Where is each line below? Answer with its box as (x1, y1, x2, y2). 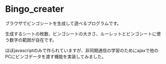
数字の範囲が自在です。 (9, 37, 57, 43)
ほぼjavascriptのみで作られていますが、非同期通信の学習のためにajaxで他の (5, 47, 159, 53)
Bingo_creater (5, 3, 64, 15)
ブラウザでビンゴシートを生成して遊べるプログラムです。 (5, 20, 122, 26)
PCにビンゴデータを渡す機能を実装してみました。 (5, 53, 106, 60)
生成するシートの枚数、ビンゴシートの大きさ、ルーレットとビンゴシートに (5, 31, 157, 36)
